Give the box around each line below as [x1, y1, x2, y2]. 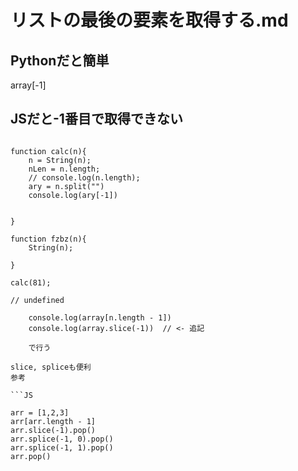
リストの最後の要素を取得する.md [10, 9, 289, 32]
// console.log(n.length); [28, 172, 141, 183]
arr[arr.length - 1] [10, 416, 97, 426]
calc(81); [10, 277, 52, 288]
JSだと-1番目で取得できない [10, 111, 183, 128]
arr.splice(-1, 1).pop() [10, 442, 114, 453]
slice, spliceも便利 [10, 362, 92, 372]
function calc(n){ [10, 146, 87, 156]
